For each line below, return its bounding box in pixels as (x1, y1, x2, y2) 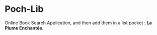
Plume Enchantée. (5, 25, 44, 31)
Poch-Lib (5, 3, 44, 15)
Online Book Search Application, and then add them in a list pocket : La (5, 20, 152, 26)
